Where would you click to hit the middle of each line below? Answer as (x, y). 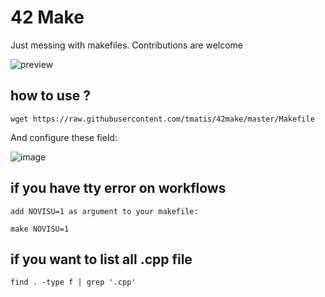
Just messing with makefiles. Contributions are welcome (127, 45)
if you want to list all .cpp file (101, 259)
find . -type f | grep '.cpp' (73, 282)
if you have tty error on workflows (118, 188)
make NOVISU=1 (40, 229)
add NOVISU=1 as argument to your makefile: (104, 211)
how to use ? (50, 96)
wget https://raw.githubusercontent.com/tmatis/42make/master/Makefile (162, 119)
